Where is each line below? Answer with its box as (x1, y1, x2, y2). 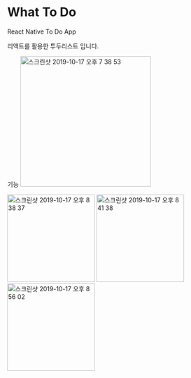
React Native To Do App (7, 27, 77, 36)
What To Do (7, 4, 77, 20)
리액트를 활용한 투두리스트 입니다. (7, 41, 99, 50)
